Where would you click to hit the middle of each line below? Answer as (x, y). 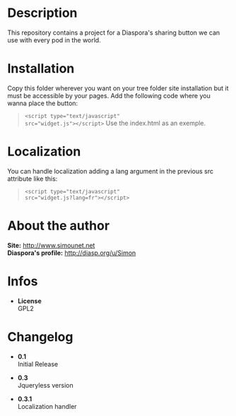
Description (42, 13)
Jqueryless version (45, 385)
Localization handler (47, 406)
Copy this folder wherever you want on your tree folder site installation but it (118, 88)
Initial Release (38, 364)
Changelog (40, 337)
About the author (59, 226)
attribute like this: (33, 179)
